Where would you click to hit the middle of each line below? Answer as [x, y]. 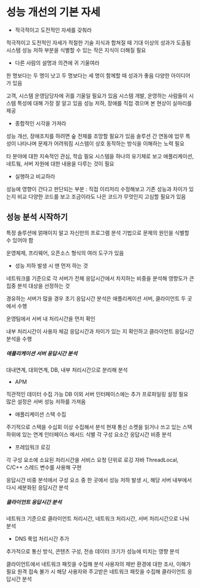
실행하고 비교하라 [35, 176]
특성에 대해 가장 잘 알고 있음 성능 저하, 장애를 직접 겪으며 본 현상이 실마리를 [104, 103]
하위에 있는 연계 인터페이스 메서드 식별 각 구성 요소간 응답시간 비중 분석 [89, 434]
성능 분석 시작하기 [37, 217]
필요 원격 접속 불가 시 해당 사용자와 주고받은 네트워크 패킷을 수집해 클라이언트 [96, 571]
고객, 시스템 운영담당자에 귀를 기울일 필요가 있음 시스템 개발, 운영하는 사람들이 [97, 96]
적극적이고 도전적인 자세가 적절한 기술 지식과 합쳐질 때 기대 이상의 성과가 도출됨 [99, 42]
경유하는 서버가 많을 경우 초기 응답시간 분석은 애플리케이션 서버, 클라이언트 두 [96, 298]
